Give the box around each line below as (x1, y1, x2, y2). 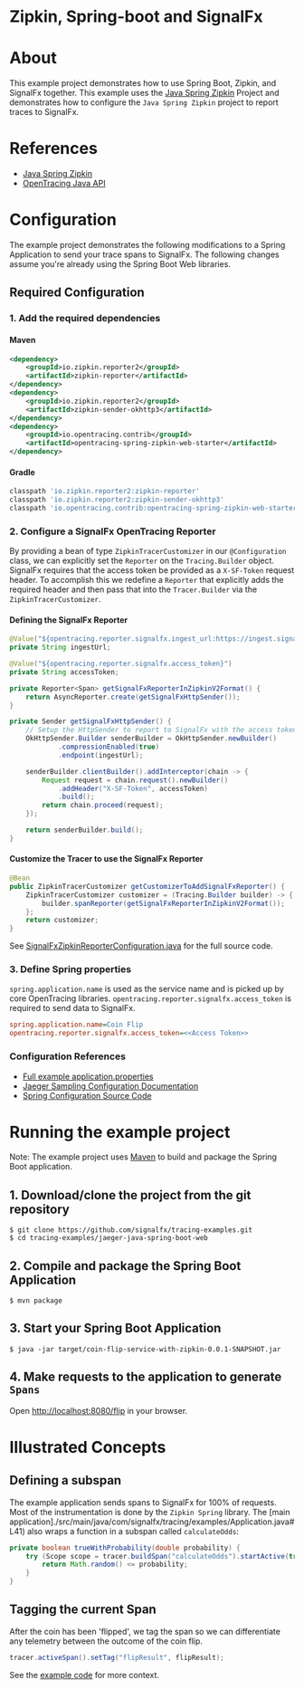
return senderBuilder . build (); (25, 825, 144, 835)
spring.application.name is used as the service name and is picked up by (9, 984, 285, 995)
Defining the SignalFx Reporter (9, 614, 128, 625)
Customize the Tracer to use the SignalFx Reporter (9, 854, 204, 864)
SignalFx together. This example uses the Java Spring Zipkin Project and (9, 88, 280, 99)
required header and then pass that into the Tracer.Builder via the (9, 584, 258, 595)
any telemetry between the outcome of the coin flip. (9, 1636, 204, 1646)
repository (9, 1201, 71, 1217)
